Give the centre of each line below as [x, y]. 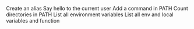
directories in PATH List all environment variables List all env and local [90, 14]
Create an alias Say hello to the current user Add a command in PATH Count [97, 8]
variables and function [33, 21]
